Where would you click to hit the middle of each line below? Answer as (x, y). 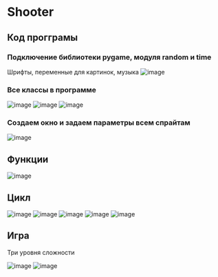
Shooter (31, 12)
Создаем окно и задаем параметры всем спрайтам (99, 123)
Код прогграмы (42, 38)
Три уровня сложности (41, 252)
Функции (28, 159)
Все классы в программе (52, 90)
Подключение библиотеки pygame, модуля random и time (109, 57)
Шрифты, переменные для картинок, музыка (73, 72)
